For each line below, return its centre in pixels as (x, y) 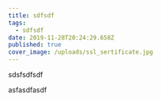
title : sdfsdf (32, 15)
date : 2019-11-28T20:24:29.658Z (61, 37)
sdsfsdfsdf (26, 75)
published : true (35, 45)
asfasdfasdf (28, 90)
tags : (17, 23)
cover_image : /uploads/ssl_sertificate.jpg (81, 52)
